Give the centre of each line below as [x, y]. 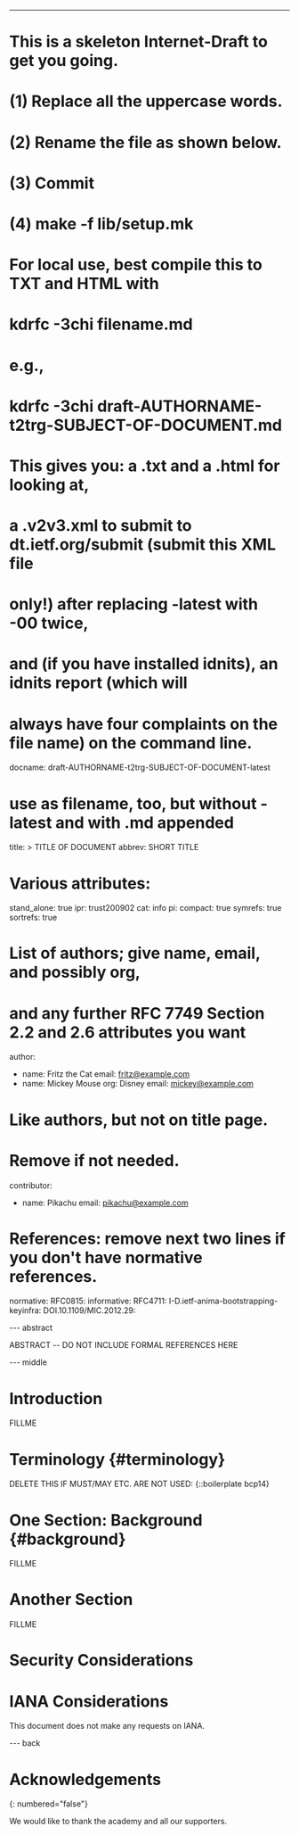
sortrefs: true [33, 917]
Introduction [56, 1398]
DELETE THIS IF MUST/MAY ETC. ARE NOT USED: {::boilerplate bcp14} [139, 1484]
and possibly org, [75, 972]
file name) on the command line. [131, 743]
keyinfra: [25, 1310]
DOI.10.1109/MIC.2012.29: [89, 1310]
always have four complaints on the [144, 724]
